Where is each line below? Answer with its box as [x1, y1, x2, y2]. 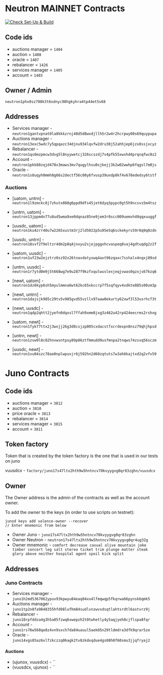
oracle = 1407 [12, 57, 39, 62]
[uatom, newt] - [12, 319, 44, 325]
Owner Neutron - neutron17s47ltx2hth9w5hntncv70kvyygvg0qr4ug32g [12, 537, 148, 543]
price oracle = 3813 [12, 410, 51, 416]
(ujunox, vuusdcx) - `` [12, 659, 56, 665]
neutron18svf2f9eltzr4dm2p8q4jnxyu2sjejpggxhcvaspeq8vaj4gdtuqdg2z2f [12, 242, 157, 246]
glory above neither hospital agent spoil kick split [12, 552, 124, 556]
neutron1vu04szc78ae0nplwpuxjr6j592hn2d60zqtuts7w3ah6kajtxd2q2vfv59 [12, 351, 157, 356]
